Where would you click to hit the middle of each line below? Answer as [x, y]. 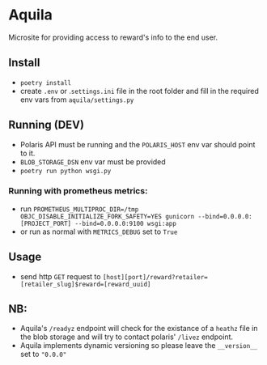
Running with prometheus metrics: [78, 191]
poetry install [46, 83]
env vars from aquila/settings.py [77, 100]
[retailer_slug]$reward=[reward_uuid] [85, 284]
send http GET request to [60, 276]
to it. [28, 153]
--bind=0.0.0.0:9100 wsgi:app [125, 223]
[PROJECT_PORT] [46, 223]
